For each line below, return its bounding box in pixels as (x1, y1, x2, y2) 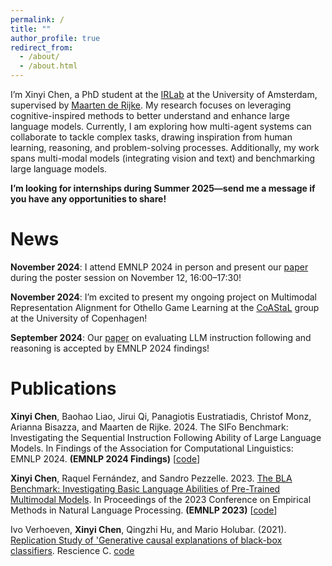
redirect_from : (10, 42, 74, 53)
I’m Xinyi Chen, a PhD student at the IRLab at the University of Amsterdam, (10, 89, 318, 100)
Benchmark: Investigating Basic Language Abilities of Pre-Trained (10, 482, 281, 495)
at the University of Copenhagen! (10, 312, 148, 324)
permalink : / (10, 14, 65, 25)
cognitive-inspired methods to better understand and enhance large (10, 110, 290, 121)
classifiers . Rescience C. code (10, 544, 135, 556)
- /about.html (19, 61, 78, 71)
